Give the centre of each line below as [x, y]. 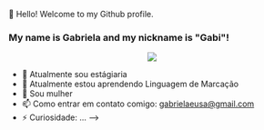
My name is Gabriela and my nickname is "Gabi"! [119, 37]
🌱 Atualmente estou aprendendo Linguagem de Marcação [130, 84]
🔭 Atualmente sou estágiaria [75, 75]
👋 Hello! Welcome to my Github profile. [81, 14]
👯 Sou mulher [47, 94]
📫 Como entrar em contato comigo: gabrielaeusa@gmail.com [138, 104]
